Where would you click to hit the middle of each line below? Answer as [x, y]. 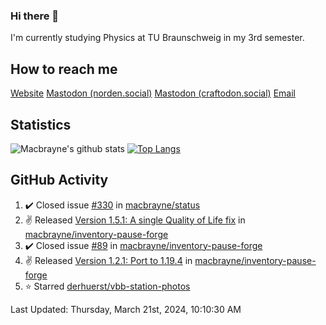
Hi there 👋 [35, 16]
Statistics [41, 124]
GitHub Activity [59, 180]
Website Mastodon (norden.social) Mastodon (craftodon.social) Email [153, 93]
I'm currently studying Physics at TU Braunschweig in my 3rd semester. [157, 38]
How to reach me [64, 69]
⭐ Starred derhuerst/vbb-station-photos [107, 286]
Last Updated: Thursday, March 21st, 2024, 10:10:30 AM [126, 309]
